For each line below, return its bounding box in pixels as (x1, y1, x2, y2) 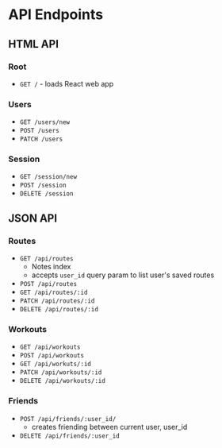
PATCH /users (19, 135, 63, 144)
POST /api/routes (19, 280, 78, 288)
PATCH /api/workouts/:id (19, 369, 102, 377)
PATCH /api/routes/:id (19, 297, 95, 305)
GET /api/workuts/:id (19, 360, 91, 369)
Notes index (31, 262, 71, 272)
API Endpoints (8, 6, 104, 24)
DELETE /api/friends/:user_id (19, 431, 121, 440)
